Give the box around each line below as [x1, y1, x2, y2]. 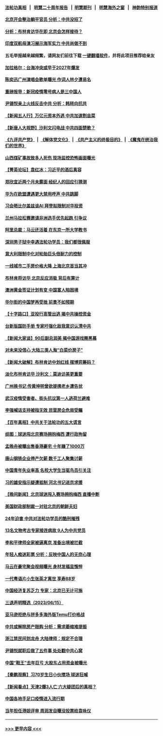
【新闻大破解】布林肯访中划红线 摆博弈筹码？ [5, 359, 96, 365]
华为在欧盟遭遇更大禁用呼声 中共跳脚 [5, 191, 79, 197]
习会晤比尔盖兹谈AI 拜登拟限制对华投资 [5, 203, 83, 209]
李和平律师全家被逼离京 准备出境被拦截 [5, 539, 83, 545]
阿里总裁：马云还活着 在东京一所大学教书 [5, 227, 87, 233]
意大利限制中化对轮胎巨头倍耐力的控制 [5, 251, 81, 257]
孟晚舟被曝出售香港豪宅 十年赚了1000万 [5, 443, 85, 449]
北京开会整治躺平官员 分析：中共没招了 [5, 17, 83, 22]
